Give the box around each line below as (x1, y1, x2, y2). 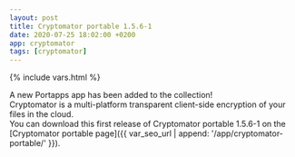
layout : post (9, 13, 59, 23)
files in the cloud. (9, 109, 74, 120)
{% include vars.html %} (9, 72, 102, 83)
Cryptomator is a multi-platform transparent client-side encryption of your (9, 99, 286, 110)
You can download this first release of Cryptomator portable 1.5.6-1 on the (9, 119, 286, 130)
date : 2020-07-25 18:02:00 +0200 (9, 30, 136, 39)
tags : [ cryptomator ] (9, 47, 88, 56)
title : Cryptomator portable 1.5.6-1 (9, 22, 152, 31)
